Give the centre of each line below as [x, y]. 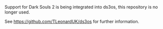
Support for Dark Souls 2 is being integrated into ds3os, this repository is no [81, 7]
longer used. [17, 12]
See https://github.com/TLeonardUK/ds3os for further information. [72, 22]
